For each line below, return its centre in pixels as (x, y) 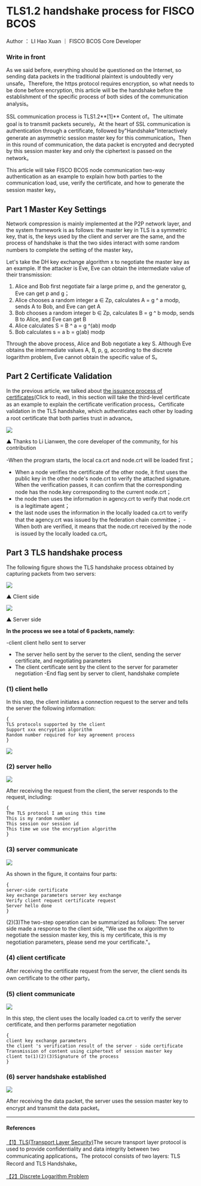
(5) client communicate (41, 994)
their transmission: (29, 275)
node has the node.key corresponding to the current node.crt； (93, 492)
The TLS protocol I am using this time (56, 814)
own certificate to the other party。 (50, 978)
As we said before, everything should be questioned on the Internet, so (94, 70)
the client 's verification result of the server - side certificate (95, 1046)
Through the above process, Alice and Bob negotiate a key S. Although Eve (99, 344)
